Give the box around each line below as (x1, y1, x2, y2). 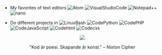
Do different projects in (10, 20, 58, 25)
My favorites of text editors (10, 5, 67, 10)
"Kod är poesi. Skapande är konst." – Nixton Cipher (29, 44, 135, 50)
